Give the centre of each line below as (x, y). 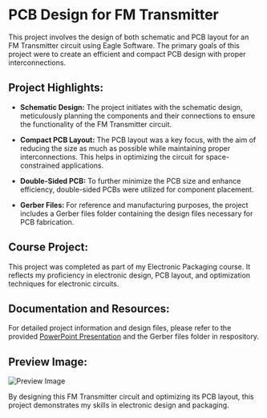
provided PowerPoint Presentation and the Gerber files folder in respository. (133, 337)
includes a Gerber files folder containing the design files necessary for (136, 213)
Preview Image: (48, 361)
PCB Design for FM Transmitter (113, 15)
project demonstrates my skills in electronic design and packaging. (119, 405)
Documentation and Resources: (89, 308)
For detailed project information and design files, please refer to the (120, 328)
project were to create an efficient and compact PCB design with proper (127, 54)
